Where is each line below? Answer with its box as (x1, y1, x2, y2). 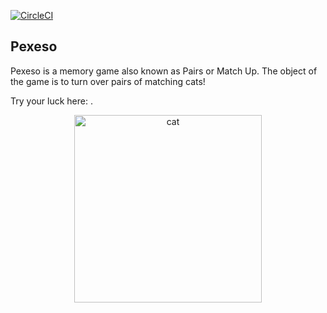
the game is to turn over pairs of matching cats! (10, 75, 206, 87)
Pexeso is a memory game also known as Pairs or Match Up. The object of (10, 65, 318, 77)
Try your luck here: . (10, 95, 93, 107)
